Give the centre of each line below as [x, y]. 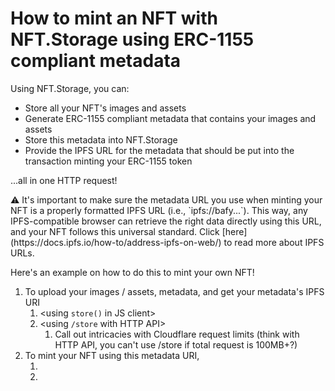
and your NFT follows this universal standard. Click [115, 231]
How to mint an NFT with [114, 18]
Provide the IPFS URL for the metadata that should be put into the [159, 150]
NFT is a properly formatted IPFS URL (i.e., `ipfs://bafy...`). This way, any [159, 210]
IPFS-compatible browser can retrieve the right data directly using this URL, [166, 221]
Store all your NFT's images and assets [105, 108]
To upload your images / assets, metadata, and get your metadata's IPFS [174, 291]
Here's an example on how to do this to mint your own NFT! [132, 272]
